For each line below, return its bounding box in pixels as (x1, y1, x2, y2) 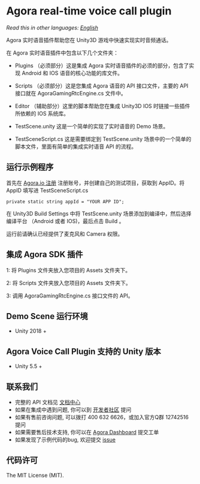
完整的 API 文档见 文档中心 (14, 399, 81, 405)
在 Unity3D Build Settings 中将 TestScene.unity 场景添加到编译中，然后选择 (6, 210, 192, 217)
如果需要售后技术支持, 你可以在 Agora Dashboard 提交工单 (14, 429, 159, 435)
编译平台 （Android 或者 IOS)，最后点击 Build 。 (6, 217, 125, 224)
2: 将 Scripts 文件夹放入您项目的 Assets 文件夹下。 (6, 279, 131, 286)
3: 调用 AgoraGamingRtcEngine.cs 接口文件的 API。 (6, 292, 134, 299)
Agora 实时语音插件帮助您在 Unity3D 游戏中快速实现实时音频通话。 (6, 36, 172, 43)
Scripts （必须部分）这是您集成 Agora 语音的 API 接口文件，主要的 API (14, 82, 189, 89)
